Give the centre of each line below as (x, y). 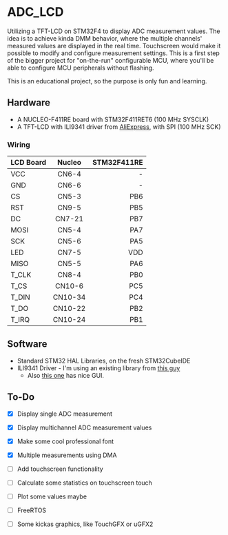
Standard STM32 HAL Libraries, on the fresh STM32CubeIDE (104, 361)
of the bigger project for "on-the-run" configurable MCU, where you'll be (111, 60)
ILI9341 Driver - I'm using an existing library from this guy (99, 368)
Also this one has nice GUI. (66, 375)
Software (27, 344)
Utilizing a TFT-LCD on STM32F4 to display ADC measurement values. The (114, 31)
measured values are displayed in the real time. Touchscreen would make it (114, 46)
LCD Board (29, 163)
